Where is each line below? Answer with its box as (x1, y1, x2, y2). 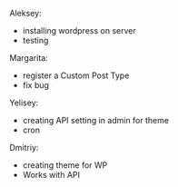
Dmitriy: (9, 143, 39, 153)
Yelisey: (9, 97, 39, 108)
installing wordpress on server (22, 25, 136, 35)
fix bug (22, 80, 50, 90)
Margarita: (9, 53, 48, 63)
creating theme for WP (22, 160, 108, 171)
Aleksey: (9, 8, 43, 18)
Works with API (22, 170, 80, 180)
